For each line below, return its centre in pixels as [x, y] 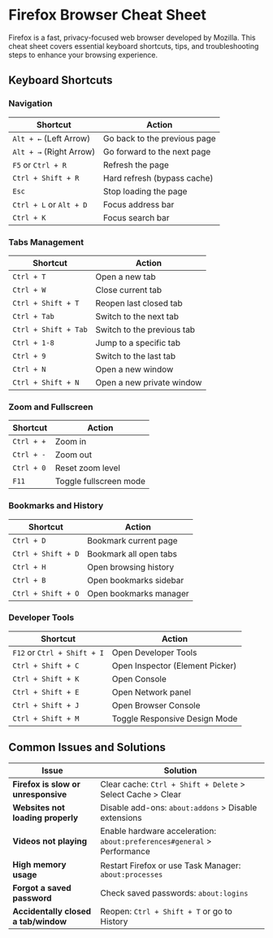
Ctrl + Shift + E [46, 692]
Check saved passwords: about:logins [174, 892]
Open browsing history [130, 567]
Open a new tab [126, 277]
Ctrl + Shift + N [46, 382]
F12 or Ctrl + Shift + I [58, 652]
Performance [125, 851]
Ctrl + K [29, 218]
